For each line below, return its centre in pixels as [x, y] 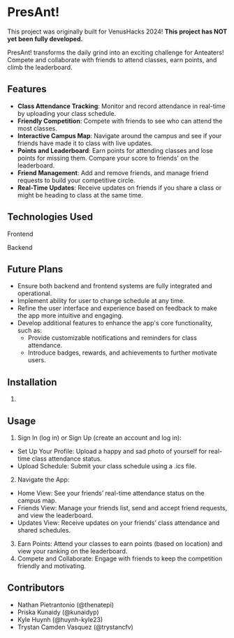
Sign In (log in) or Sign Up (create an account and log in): [99, 438]
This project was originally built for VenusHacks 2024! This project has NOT [117, 31]
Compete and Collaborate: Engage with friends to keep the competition [120, 558]
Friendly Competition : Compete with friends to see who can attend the [120, 121]
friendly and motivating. [51, 566]
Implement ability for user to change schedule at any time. [101, 301]
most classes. [37, 128]
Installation [32, 382]
